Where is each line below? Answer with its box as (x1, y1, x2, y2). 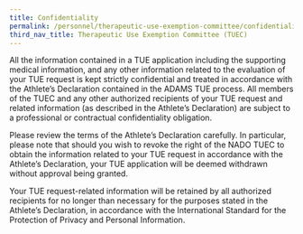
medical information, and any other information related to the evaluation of (9, 64, 286, 75)
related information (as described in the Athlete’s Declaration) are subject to (9, 103, 291, 114)
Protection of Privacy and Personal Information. (9, 214, 186, 226)
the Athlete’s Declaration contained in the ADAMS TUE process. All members (9, 83, 294, 95)
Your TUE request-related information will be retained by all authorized (9, 186, 272, 197)
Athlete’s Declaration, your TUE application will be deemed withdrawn (9, 159, 269, 170)
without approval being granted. (9, 168, 129, 179)
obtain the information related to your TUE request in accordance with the (9, 149, 284, 160)
